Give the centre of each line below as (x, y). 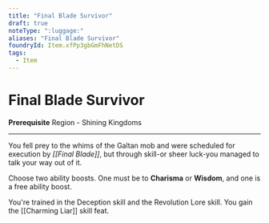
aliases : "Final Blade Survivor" (64, 38)
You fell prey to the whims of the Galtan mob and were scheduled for (122, 145)
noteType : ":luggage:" (46, 30)
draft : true (28, 23)
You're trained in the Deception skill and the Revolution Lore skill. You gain (131, 202)
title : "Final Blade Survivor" (60, 16)
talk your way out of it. (45, 162)
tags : (17, 53)
